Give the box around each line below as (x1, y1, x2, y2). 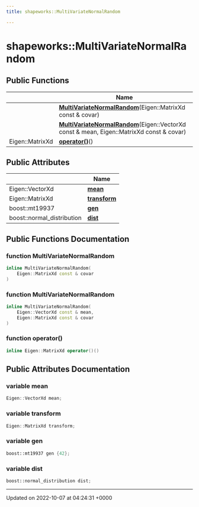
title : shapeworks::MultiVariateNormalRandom (6, 8, 120, 15)
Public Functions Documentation (6, 234, 130, 244)
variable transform (6, 410, 61, 418)
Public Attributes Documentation (6, 364, 130, 374)
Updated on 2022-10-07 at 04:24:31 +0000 (6, 494, 113, 501)
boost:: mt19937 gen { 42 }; (6, 450, 70, 457)
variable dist (6, 464, 43, 473)
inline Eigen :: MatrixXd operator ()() (6, 347, 99, 353)
